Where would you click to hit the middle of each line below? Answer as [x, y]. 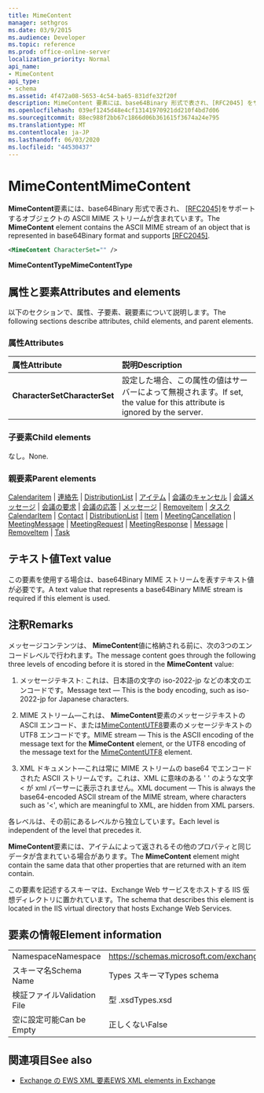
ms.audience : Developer [47, 37]
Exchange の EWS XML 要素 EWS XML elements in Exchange [117, 1080]
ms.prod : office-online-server [59, 52]
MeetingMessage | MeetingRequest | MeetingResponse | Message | [118, 524]
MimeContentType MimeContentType [70, 265]
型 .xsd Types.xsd [141, 1000]
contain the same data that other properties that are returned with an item [127, 865]
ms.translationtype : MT [47, 125]
